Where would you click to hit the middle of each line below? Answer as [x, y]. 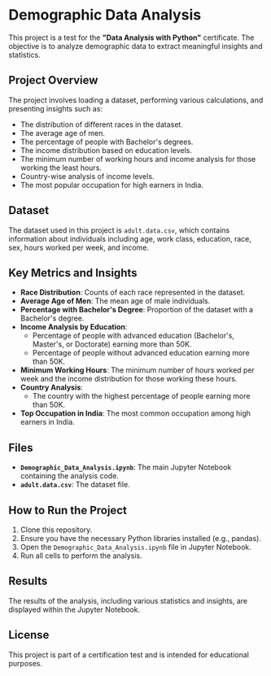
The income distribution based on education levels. [106, 150]
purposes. [26, 663]
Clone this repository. [56, 530]
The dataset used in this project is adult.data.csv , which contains [119, 230]
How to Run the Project [68, 510]
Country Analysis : [52, 387]
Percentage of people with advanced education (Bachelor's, [133, 336]
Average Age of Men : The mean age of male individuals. [115, 301]
